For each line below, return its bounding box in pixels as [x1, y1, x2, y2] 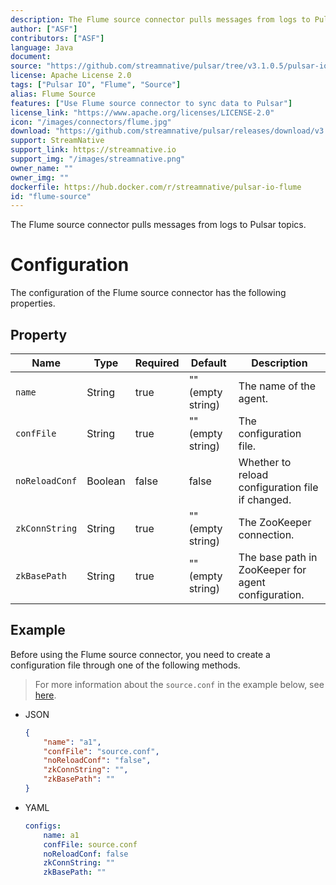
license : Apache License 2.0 [10, 71, 132, 81]
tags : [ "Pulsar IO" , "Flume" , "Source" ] [10, 80, 182, 90]
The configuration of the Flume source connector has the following [10, 287, 287, 299]
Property [10, 326, 68, 343]
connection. [238, 528, 295, 541]
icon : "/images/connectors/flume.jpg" [10, 117, 172, 127]
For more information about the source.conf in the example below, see [34, 678, 325, 690]
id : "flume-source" [10, 191, 92, 201]
